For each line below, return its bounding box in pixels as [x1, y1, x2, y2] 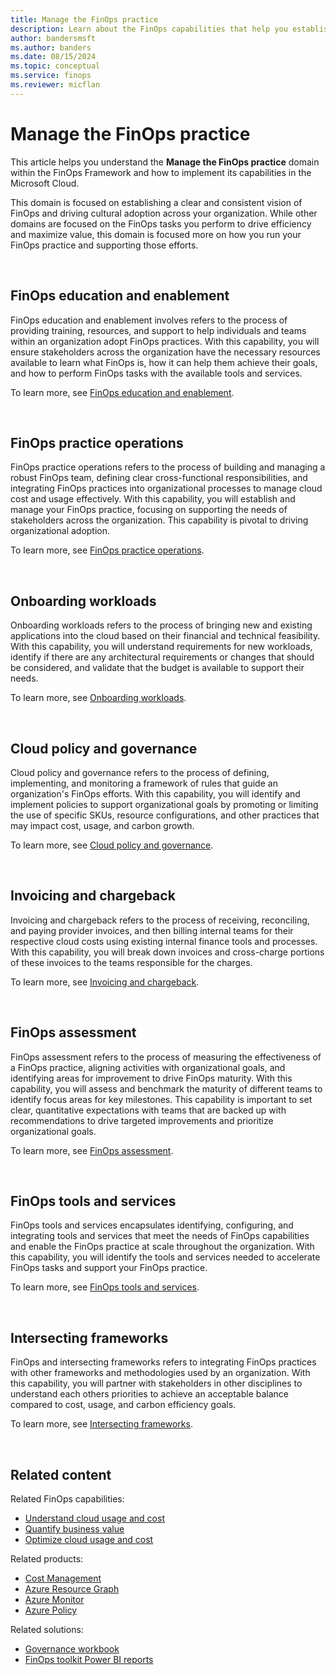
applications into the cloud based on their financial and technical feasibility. [10, 630, 321, 642]
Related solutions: [10, 1624, 84, 1635]
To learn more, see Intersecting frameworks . [10, 1418, 193, 1430]
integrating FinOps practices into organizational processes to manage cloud [10, 482, 323, 495]
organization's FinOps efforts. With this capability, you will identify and [10, 787, 301, 800]
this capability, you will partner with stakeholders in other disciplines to [10, 1377, 303, 1390]
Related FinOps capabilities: [10, 1493, 125, 1505]
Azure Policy [24, 1604, 78, 1616]
